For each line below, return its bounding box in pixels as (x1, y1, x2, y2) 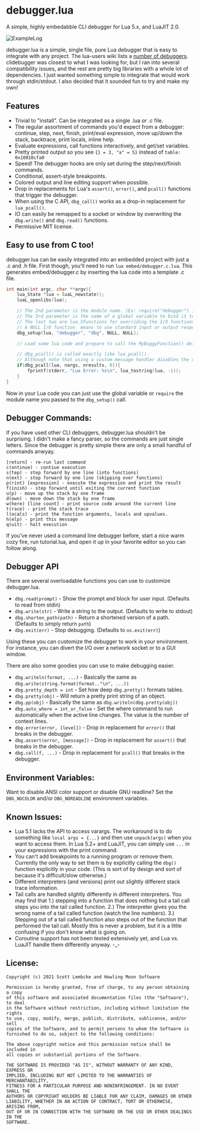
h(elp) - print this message (6, 516, 78, 522)
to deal (6, 1000, 25, 1005)
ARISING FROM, (6, 1103, 41, 1109)
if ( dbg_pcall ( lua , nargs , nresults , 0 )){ (17, 362, 120, 368)
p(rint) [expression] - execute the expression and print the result (6, 480, 182, 486)
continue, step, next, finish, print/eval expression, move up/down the (14, 129, 182, 136)
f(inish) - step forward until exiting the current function (6, 485, 161, 491)
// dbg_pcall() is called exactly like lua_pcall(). (17, 351, 150, 357)
